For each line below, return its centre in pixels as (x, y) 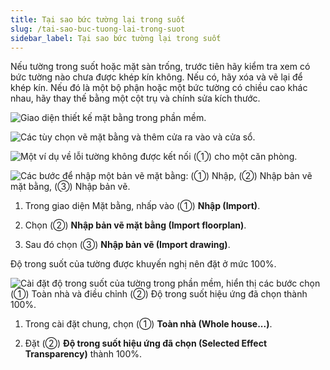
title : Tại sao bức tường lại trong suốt (98, 19)
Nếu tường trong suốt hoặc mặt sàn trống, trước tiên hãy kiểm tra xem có (160, 67)
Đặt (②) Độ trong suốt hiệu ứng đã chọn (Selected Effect (146, 343)
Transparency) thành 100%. (83, 354)
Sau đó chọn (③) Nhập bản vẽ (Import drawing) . (127, 245)
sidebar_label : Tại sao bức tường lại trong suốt (116, 38)
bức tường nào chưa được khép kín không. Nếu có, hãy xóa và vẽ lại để (156, 77)
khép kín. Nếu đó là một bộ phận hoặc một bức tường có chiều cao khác (159, 88)
